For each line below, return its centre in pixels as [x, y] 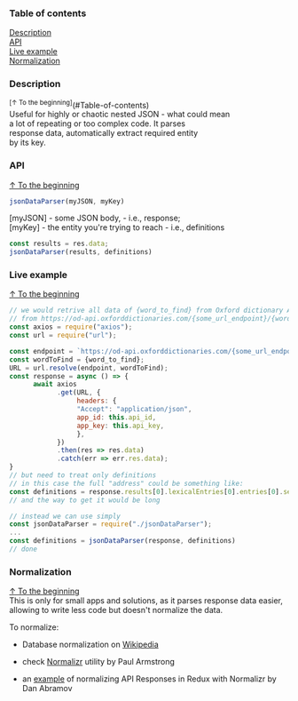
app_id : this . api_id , [117, 417]
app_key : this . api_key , [121, 426]
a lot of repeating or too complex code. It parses [98, 123]
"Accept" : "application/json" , [134, 410]
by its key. [27, 143]
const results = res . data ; [59, 244]
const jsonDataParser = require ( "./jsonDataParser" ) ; [111, 524]
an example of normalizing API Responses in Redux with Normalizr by [149, 679]
